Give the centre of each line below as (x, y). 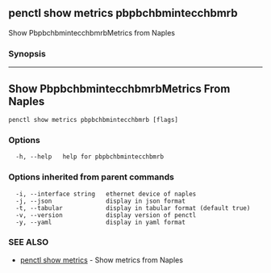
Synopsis (27, 53)
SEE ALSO (29, 242)
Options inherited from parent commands (92, 177)
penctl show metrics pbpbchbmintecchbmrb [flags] (94, 120)
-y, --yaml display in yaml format (100, 222)
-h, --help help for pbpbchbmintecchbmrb (90, 157)
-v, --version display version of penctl (106, 215)
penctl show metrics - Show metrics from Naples (102, 260)
